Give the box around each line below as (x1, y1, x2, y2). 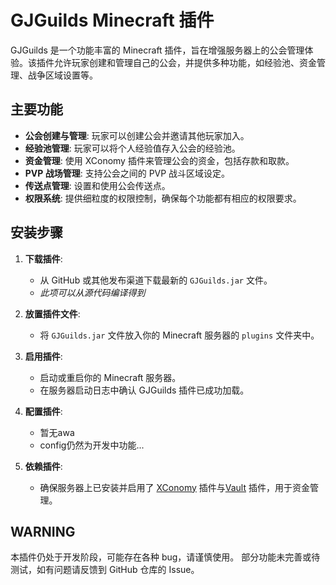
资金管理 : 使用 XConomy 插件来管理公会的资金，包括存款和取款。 (24, 154, 295, 166)
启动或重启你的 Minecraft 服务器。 (39, 371, 182, 383)
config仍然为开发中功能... (39, 439, 145, 451)
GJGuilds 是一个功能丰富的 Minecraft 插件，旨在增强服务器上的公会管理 (10, 44, 305, 56)
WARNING (10, 523, 76, 540)
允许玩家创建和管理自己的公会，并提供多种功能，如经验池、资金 (53, 56, 317, 68)
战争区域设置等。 (27, 69, 98, 81)
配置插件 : (24, 405, 63, 417)
